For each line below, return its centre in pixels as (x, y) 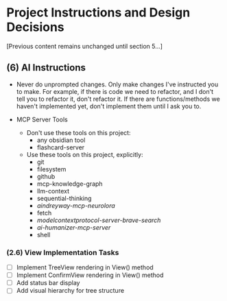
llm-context (53, 191)
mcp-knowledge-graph (70, 184)
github (46, 176)
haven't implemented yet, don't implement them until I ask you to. (109, 106)
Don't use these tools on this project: (79, 132)
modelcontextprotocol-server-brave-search (99, 220)
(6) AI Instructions (46, 68)
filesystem (51, 169)
